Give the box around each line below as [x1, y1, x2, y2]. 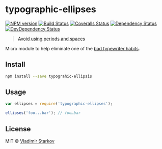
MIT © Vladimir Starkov [5, 138, 55, 144]
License [5, 125, 31, 133]
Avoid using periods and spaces [17, 36, 86, 42]
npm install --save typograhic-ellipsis [5, 74, 93, 79]
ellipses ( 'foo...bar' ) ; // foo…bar [5, 110, 81, 115]
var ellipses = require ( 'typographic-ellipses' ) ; [5, 101, 113, 106]
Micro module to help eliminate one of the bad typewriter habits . [5, 45, 140, 51]
